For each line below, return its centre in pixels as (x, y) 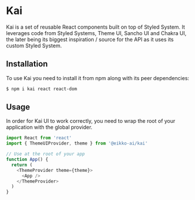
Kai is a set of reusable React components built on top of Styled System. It (96, 27)
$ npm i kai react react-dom (42, 89)
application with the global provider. (49, 127)
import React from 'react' (39, 138)
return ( (22, 165)
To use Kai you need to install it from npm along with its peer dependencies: (97, 78)
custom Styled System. (34, 46)
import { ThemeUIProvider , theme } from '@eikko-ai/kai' (77, 144)
